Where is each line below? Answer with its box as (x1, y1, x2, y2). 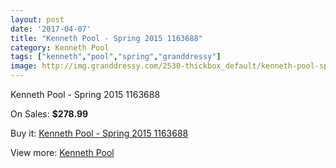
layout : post (10, 14, 65, 25)
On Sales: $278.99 (10, 108, 89, 120)
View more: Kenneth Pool (10, 147, 115, 158)
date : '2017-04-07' (10, 24, 92, 34)
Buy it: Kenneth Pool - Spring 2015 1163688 (10, 127, 189, 139)
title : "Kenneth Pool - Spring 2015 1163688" (10, 33, 203, 43)
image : (10, 61, 38, 71)
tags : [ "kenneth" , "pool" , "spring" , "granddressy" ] (10, 52, 222, 62)
